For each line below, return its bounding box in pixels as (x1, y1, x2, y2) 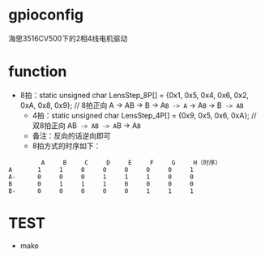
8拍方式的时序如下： (32, 140, 101, 151)
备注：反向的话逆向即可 (32, 131, 111, 140)
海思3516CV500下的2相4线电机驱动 (8, 33, 128, 43)
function (8, 62, 67, 81)
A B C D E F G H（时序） (41, 158, 221, 167)
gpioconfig (8, 6, 83, 24)
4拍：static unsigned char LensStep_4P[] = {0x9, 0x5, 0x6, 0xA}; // (32, 110, 257, 120)
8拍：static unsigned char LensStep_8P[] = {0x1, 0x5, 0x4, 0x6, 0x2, (19, 90, 250, 100)
